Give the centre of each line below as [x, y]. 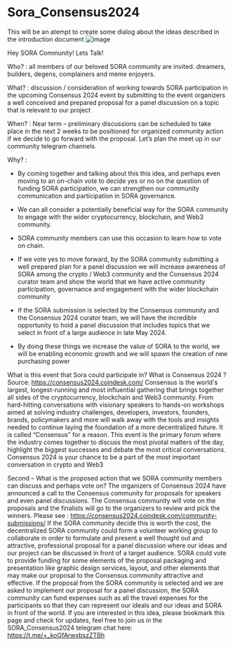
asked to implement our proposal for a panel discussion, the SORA [103, 590]
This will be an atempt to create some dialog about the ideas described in [113, 32]
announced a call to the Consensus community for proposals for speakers [114, 493]
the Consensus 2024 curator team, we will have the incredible [107, 317]
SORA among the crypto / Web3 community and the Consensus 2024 [118, 274]
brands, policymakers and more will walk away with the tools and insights [113, 419]
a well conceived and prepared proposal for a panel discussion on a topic [113, 102]
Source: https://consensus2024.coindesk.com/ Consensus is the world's [113, 382]
